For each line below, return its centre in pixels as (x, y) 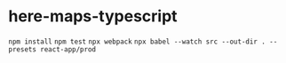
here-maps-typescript (93, 16)
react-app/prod (68, 49)
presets (23, 49)
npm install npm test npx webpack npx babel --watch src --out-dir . (137, 42)
